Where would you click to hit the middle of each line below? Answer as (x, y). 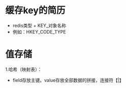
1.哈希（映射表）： (24, 69)
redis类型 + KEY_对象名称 (39, 25)
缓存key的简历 (35, 10)
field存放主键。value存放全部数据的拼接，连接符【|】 (68, 80)
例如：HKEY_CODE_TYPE (39, 32)
